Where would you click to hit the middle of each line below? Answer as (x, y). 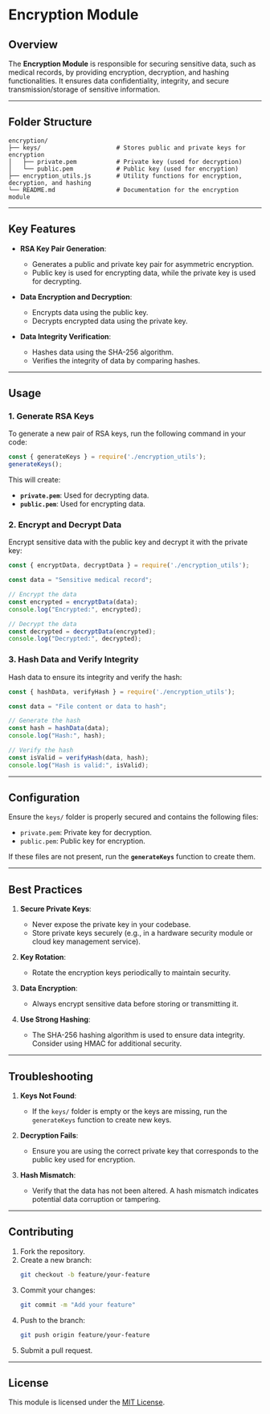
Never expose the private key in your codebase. (111, 924)
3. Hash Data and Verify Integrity (74, 659)
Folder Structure (50, 122)
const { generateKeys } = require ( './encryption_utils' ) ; (107, 457)
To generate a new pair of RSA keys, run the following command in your (127, 434)
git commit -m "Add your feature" (78, 1305)
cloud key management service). (86, 941)
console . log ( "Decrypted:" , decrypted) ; (75, 639)
